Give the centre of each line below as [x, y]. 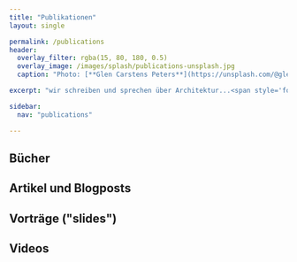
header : [23, 50]
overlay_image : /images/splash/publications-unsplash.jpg [126, 66]
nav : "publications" [55, 115]
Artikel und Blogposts [70, 188]
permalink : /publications [57, 42]
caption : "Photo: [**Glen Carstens [83, 75]
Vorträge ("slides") [63, 218]
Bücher [30, 158]
